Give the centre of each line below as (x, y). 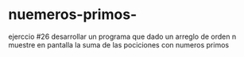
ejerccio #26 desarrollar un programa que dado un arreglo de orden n (122, 36)
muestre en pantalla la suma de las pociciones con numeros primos (118, 44)
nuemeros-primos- (73, 15)
